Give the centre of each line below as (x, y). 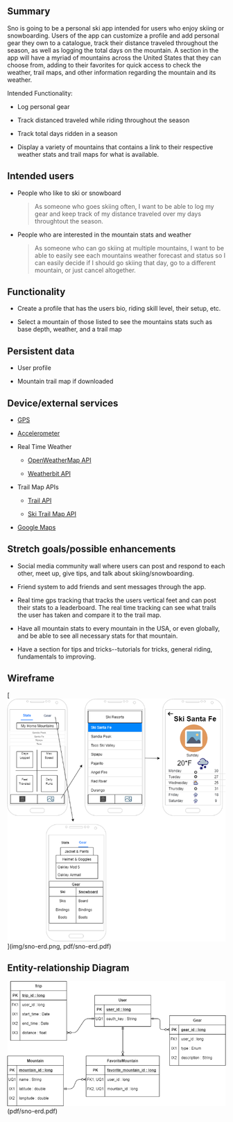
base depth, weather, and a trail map (70, 330)
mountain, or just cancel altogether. (85, 270)
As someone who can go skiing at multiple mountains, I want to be (129, 248)
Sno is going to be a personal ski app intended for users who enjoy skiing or (116, 28)
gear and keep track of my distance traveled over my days (118, 214)
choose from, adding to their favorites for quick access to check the (104, 65)
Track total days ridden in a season (67, 133)
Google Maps (36, 527)
